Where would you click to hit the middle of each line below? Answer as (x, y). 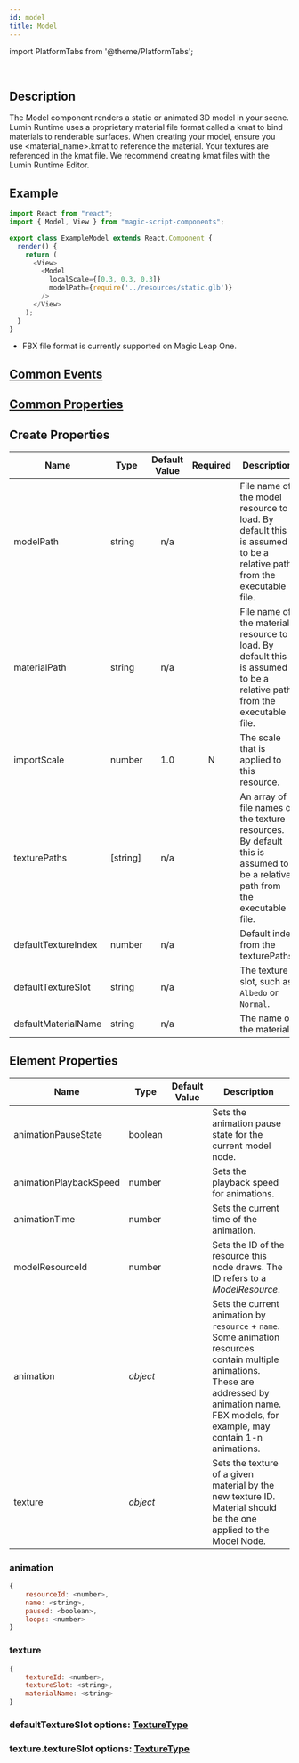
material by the (243, 1485)
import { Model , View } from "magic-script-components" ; (117, 222)
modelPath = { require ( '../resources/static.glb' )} (141, 288)
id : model (28, 17)
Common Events (56, 374)
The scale (260, 738)
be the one (234, 1518)
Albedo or (259, 992)
